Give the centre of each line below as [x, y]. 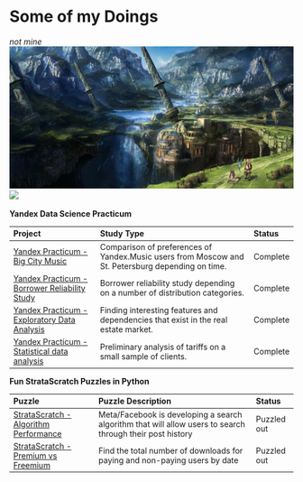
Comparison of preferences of [156, 246]
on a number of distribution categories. [172, 293]
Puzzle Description [135, 401]
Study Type [122, 234]
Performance [37, 433]
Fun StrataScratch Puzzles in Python [79, 381]
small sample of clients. [143, 356]
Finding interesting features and [159, 311]
